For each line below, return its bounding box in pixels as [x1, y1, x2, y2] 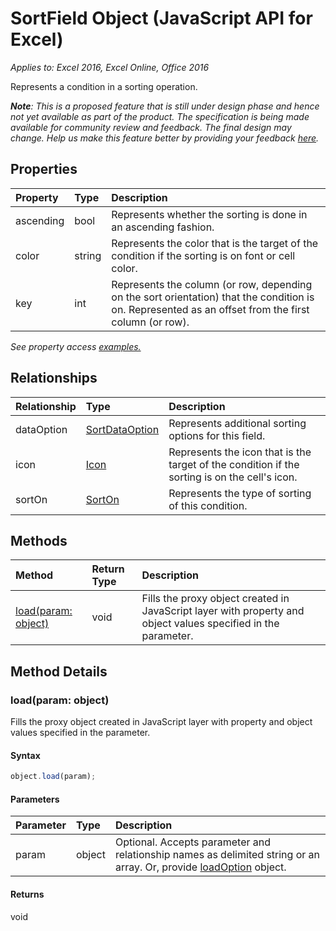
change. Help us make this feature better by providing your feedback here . [10, 132, 320, 144]
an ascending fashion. [111, 220, 215, 234]
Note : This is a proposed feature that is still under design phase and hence [10, 100, 320, 112]
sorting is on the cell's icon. [168, 470, 298, 484]
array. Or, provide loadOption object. [114, 860, 287, 874]
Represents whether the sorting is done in [111, 207, 308, 221]
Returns [10, 888, 45, 900]
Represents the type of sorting [168, 486, 312, 500]
